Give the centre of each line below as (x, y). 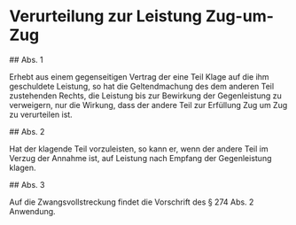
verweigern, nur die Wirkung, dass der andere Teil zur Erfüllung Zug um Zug (148, 105)
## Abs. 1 (26, 59)
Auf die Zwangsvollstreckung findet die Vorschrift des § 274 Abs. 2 (132, 202)
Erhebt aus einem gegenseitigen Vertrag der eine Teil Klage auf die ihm (139, 76)
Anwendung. (32, 211)
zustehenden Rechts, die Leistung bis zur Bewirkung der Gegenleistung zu (145, 96)
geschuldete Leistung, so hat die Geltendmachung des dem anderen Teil (142, 86)
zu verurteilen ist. (41, 114)
